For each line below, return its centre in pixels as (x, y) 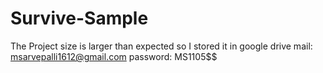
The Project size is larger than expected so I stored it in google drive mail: (161, 46)
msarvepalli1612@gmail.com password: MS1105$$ (114, 56)
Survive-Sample (79, 18)
